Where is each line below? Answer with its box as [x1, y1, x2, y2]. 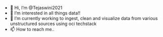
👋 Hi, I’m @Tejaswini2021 [10, 5, 63, 10]
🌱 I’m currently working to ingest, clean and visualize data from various [10, 15, 158, 21]
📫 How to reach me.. [10, 26, 55, 32]
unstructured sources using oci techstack [10, 20, 97, 26]
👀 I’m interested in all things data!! [10, 10, 81, 16]
